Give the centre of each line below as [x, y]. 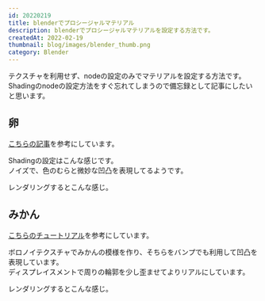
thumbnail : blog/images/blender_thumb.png [79, 45]
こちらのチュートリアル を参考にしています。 [81, 235]
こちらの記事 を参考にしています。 [63, 143]
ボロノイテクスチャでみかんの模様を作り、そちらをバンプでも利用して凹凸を [133, 252]
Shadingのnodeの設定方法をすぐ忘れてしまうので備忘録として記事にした [127, 86]
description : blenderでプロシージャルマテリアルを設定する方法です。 [111, 30]
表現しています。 [36, 261]
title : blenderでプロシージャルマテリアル [71, 23]
